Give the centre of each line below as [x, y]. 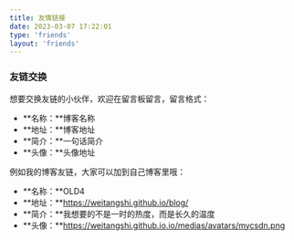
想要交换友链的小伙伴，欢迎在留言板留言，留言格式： [110, 99]
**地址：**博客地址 [59, 130]
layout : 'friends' [44, 43]
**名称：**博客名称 [59, 118]
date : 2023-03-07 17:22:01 [61, 26]
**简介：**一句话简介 [63, 141]
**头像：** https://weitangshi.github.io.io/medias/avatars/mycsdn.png [154, 225]
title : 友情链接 [37, 18]
